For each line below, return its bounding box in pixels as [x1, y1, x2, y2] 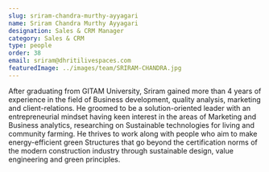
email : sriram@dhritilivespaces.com [8, 57, 131, 65]
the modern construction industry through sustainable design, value [8, 145, 234, 155]
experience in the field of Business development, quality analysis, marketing [8, 94, 262, 104]
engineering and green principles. [8, 154, 121, 164]
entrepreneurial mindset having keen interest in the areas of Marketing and [8, 112, 256, 121]
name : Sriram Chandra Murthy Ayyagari [8, 19, 139, 27]
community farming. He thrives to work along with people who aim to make [8, 129, 258, 138]
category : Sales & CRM [8, 34, 85, 43]
